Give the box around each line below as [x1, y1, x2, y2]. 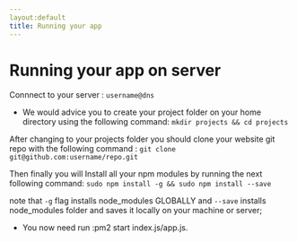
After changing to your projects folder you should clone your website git [9, 134, 275, 144]
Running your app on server [9, 60, 222, 81]
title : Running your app [9, 22, 102, 30]
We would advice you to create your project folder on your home [22, 107, 262, 117]
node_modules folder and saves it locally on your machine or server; [9, 205, 263, 216]
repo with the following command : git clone [9, 143, 177, 154]
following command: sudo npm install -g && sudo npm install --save [9, 178, 272, 189]
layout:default [9, 13, 66, 22]
